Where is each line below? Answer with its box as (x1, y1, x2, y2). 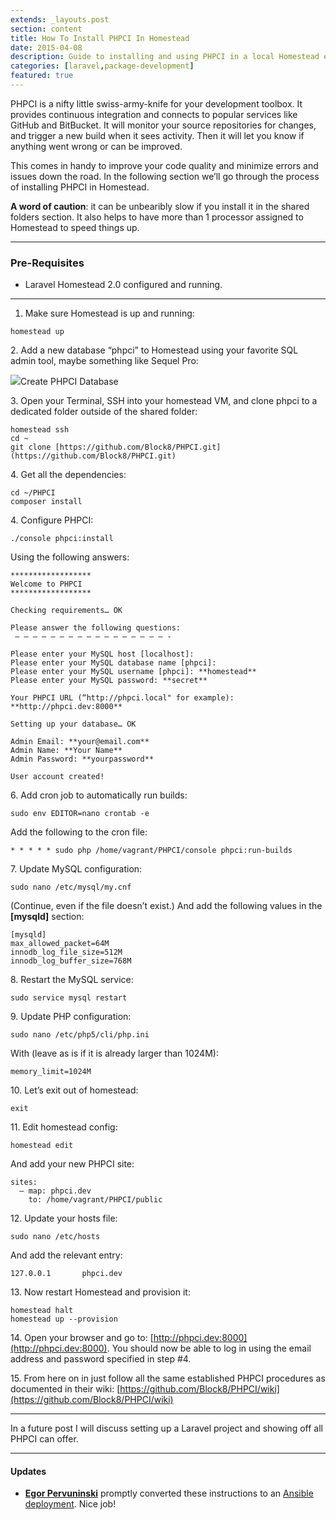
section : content (10, 24, 83, 34)
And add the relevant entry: (10, 1249, 123, 1261)
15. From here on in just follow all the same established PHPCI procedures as (10, 1372, 326, 1385)
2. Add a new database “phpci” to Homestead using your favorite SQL (10, 344, 299, 356)
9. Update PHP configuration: (10, 1011, 132, 1023)
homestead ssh (10, 425, 70, 435)
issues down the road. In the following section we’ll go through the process (10, 170, 320, 182)
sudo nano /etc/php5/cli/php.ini (10, 1030, 150, 1040)
